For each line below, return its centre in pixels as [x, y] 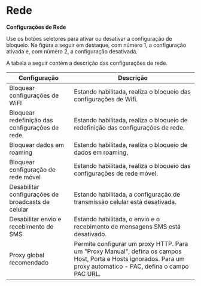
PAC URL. [87, 273]
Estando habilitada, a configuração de [127, 194]
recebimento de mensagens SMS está [127, 227]
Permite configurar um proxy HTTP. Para [131, 243]
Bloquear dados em [37, 144]
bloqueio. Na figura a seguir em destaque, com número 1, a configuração [96, 45]
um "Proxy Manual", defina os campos [128, 251]
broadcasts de [29, 201]
